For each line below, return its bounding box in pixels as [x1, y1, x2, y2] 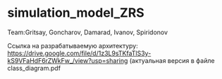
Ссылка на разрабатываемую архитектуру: [7, 41, 139, 50]
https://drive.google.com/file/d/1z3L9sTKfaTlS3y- [7, 49, 152, 57]
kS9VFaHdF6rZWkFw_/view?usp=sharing [7, 56, 128, 64]
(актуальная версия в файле [129, 56, 215, 64]
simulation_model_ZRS [7, 5, 144, 21]
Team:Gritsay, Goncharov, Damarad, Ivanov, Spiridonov [7, 28, 168, 36]
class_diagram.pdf [7, 64, 61, 72]
